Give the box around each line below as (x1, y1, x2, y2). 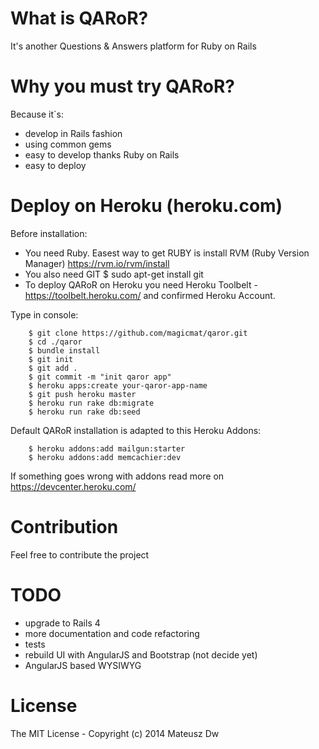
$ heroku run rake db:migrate (28, 398, 155, 408)
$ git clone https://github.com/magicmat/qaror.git (28, 328, 248, 338)
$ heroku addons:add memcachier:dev (28, 452, 182, 462)
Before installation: (10, 227, 88, 239)
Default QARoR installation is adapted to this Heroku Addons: (10, 424, 262, 436)
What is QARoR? (10, 7, 149, 30)
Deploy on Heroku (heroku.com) (10, 195, 283, 217)
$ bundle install (28, 345, 101, 356)
